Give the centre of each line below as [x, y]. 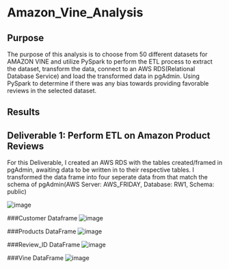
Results [24, 112]
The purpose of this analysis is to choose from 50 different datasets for [107, 54]
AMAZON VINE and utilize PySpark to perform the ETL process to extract [110, 62]
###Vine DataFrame [35, 258]
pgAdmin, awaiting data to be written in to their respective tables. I [101, 170]
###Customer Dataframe [42, 218]
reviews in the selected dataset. [52, 91]
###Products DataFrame [42, 231]
